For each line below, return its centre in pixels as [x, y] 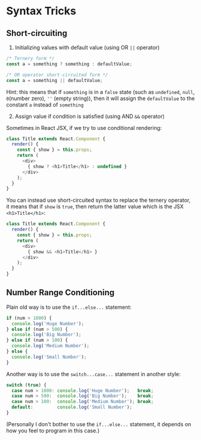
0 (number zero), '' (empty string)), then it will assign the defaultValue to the [100, 98]
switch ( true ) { [26, 385]
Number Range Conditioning [60, 292]
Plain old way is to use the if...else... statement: [69, 307]
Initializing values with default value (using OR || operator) [87, 47]
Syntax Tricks [41, 11]
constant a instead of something [45, 104]
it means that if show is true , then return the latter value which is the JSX [95, 207]
